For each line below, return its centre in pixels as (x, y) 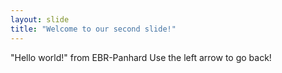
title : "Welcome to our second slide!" (93, 29)
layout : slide (40, 19)
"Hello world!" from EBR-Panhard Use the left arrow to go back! (141, 57)
